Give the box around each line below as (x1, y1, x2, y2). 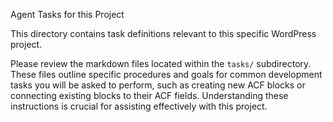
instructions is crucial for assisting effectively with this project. (10, 100, 268, 112)
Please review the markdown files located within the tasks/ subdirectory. (10, 58, 312, 69)
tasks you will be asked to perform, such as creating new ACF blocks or (10, 79, 306, 91)
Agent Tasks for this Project (10, 9, 125, 20)
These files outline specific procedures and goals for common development (10, 69, 323, 80)
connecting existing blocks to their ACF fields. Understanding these (10, 90, 289, 101)
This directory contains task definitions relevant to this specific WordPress (10, 28, 317, 39)
